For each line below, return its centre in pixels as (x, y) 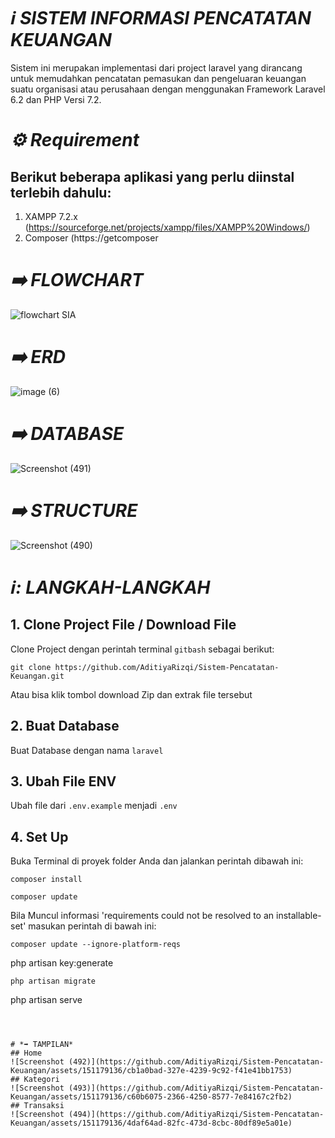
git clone (31, 667)
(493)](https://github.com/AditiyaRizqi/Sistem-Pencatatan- (196, 1088)
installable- (298, 916)
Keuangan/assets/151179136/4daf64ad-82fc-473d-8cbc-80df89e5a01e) (151, 1123)
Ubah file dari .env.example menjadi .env (94, 806)
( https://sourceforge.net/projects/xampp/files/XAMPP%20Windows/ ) (167, 227)
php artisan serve (46, 1000)
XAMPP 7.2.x (51, 216)
